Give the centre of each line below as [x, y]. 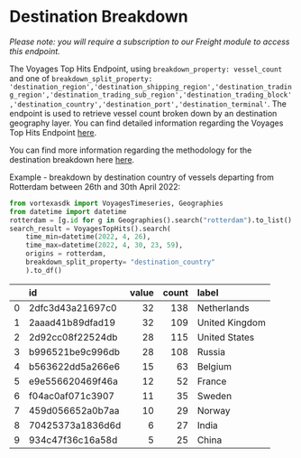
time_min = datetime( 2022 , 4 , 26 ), [88, 237]
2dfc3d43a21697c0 [73, 307]
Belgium [214, 366]
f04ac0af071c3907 [72, 396]
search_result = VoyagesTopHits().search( [90, 229]
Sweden [214, 396]
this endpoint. [35, 51]
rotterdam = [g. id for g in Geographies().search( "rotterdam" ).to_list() [151, 220]
